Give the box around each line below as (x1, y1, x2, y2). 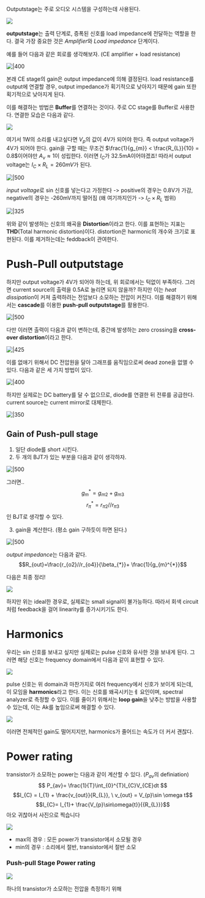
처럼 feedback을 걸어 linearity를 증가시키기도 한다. (6, 605, 129, 613)
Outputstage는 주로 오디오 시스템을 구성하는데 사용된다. (6, 6, 141, 12)
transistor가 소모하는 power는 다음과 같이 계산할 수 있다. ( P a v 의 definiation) (6, 770, 190, 779)
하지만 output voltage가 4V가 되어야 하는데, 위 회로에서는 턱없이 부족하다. (6, 278, 184, 286)
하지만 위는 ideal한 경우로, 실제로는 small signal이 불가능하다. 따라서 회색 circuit (6, 598, 199, 605)
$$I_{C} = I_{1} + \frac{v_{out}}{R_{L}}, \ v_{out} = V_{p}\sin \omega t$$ (13, 791, 193, 798)
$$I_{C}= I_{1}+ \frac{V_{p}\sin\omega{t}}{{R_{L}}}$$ (35, 801, 170, 808)
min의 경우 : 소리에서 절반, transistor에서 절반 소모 (15, 843, 136, 850)
